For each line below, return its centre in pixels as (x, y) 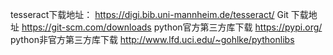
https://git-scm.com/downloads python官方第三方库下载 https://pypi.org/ (172, 27)
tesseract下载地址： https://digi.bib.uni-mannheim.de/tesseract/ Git (149, 14)
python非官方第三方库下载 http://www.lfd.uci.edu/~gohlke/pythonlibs (152, 39)
